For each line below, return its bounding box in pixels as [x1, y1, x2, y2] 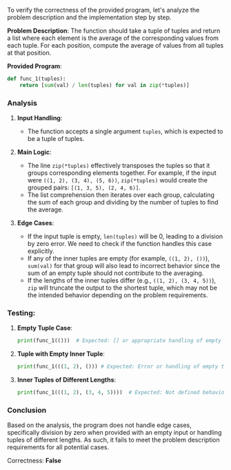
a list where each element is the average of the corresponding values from [7, 34, 219, 42]
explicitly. [27, 247, 55, 255]
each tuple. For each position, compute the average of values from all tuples [7, 41, 224, 49]
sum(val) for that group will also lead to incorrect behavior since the [27, 262, 221, 270]
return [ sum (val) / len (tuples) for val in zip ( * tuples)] [19, 82, 190, 88]
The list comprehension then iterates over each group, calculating [27, 191, 215, 199]
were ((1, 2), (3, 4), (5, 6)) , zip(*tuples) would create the [27, 176, 208, 185]
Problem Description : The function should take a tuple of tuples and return [7, 27, 221, 35]
